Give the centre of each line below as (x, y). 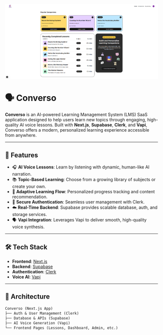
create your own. (29, 186)
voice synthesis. (28, 227)
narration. (22, 174)
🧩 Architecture (27, 297)
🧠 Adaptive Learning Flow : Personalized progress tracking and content (83, 192)
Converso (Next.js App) (29, 308)
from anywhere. (21, 135)
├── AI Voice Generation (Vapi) (38, 323)
